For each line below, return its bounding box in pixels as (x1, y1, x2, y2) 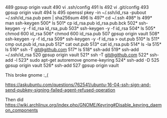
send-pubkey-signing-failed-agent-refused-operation (5, 87, 116, 93)
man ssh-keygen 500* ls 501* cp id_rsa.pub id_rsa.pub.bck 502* (5, 20, 138, 26)
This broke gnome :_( (5, 72, 49, 78)
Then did (5, 97, 24, 103)
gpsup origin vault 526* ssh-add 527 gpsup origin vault (5, 62, 119, 68)
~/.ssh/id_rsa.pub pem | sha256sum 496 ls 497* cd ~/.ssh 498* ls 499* (5, 15, 153, 20)
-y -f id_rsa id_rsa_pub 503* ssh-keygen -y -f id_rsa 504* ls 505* (21, 25, 156, 31)
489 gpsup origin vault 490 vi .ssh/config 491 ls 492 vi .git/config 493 (5, 4, 149, 10)
